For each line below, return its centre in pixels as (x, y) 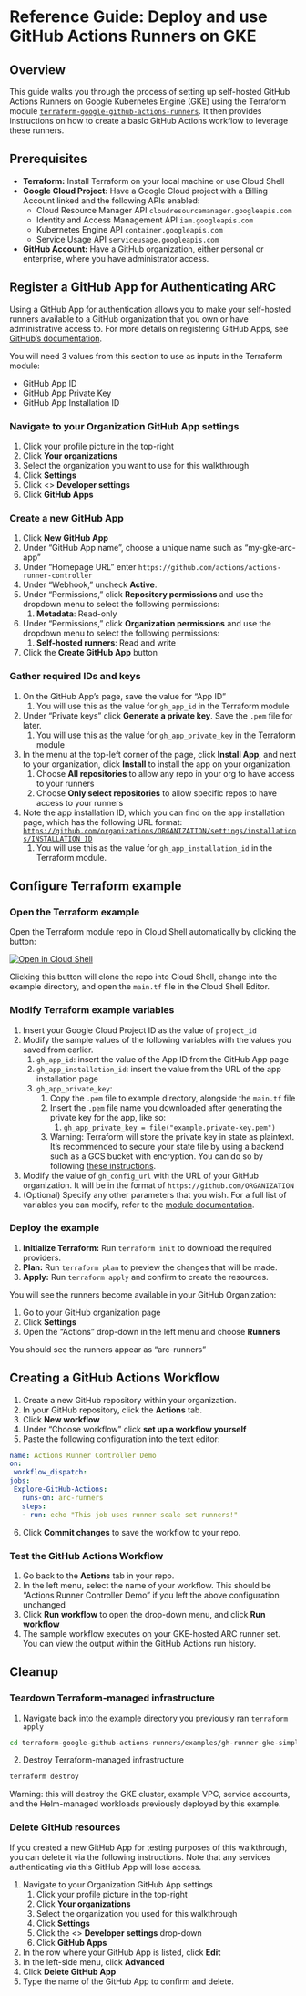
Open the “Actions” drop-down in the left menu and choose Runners (151, 1331)
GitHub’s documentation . (56, 338)
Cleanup (34, 1672)
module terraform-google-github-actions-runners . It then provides (136, 111)
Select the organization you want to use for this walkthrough (136, 465)
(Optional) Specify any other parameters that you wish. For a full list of (154, 1194)
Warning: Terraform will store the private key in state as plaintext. (172, 1136)
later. (32, 725)
